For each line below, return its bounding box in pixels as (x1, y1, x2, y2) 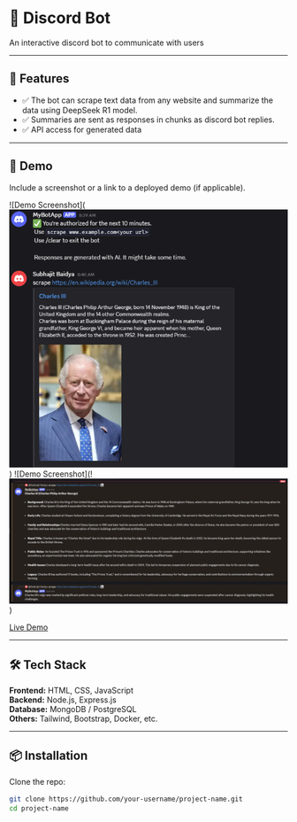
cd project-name (9, 803, 69, 813)
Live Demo (9, 622, 49, 632)
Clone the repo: (9, 776, 66, 787)
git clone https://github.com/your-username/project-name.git (9, 795, 243, 803)
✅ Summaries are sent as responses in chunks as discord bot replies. (21, 114, 276, 125)
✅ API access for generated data (21, 124, 142, 135)
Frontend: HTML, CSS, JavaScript (9, 685, 134, 695)
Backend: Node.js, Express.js (9, 694, 117, 705)
